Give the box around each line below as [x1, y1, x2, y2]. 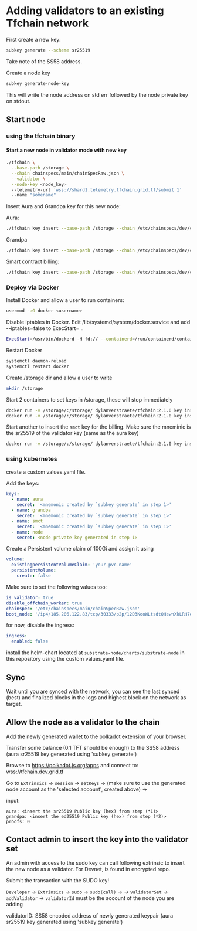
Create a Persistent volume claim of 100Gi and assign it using [6, 545, 154, 552]
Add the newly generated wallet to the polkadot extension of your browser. [6, 733, 187, 740]
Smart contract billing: [6, 258, 60, 265]
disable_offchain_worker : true [6, 600, 83, 606]
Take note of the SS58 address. [6, 57, 82, 65]
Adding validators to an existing [6, 4, 164, 18]
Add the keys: [6, 480, 40, 487]
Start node [6, 114, 46, 124]
